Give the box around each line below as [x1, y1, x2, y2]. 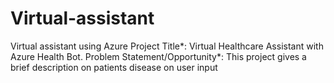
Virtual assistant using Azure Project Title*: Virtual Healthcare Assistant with [10, 40, 324, 52]
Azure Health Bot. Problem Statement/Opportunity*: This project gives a [10, 50, 307, 62]
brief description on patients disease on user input [10, 61, 218, 73]
